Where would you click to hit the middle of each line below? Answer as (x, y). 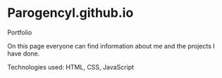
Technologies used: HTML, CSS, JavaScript (71, 67)
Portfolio (20, 32)
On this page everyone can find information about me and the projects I (111, 46)
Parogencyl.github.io (70, 13)
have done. (24, 53)
